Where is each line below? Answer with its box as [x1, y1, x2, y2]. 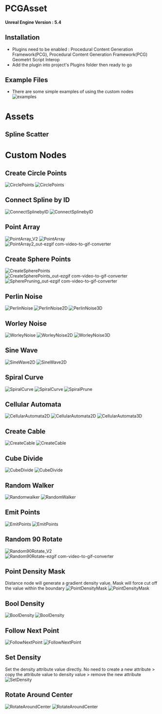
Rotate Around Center [5, 691, 73, 699]
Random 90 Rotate [5, 535, 63, 543]
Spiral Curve [5, 373, 44, 382]
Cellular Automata [5, 401, 62, 409]
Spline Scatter [5, 130, 49, 139]
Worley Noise [5, 319, 47, 328]
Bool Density [5, 599, 45, 608]
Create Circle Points [5, 169, 67, 177]
